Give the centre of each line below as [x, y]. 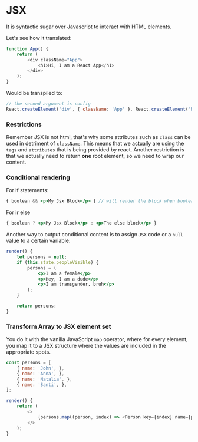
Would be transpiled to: [34, 93]
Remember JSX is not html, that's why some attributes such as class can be [98, 137]
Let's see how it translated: [39, 38]
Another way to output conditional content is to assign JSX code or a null [95, 235]
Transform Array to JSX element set [59, 326]
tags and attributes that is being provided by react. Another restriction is [95, 150]
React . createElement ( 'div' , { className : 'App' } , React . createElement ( [97, 109]
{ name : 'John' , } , [41, 368]
